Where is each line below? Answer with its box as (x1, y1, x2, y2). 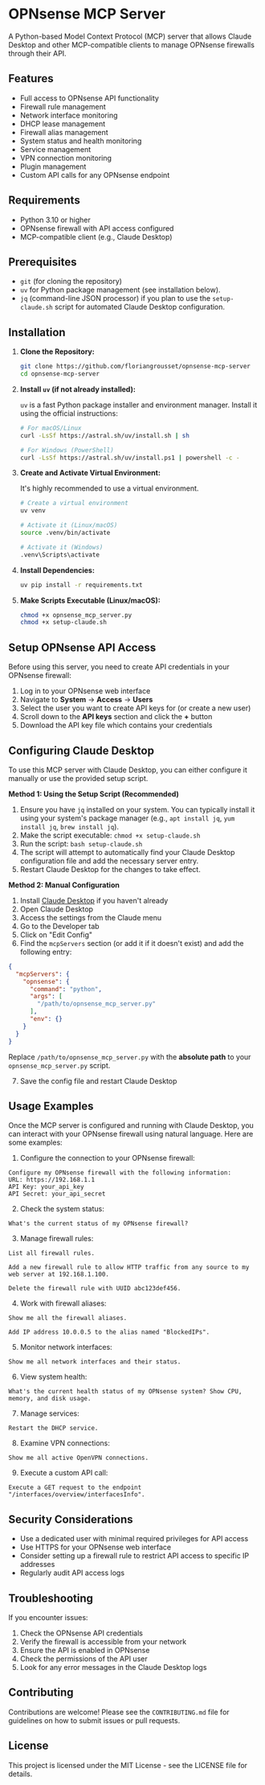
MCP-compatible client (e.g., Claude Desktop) (19, 232, 173, 241)
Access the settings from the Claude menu (19, 912, 162, 922)
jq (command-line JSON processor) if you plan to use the (19, 294, 211, 303)
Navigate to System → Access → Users (19, 695, 153, 705)
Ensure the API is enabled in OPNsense (19, 1646, 150, 1655)
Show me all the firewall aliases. (8, 1314, 128, 1322)
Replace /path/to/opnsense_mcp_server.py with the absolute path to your (8, 1051, 251, 1062)
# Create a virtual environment (19, 500, 128, 508)
